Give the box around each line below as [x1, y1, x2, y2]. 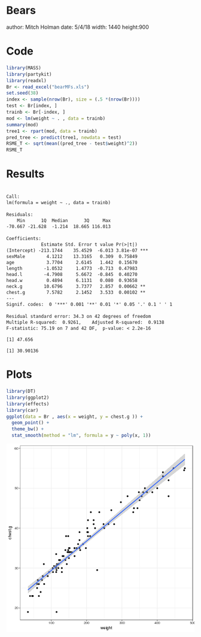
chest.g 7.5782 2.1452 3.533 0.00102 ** [6, 290, 146, 296]
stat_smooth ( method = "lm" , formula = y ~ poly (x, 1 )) [11, 432, 151, 439]
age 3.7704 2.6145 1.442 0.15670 [6, 260, 138, 266]
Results [6, 167, 45, 181]
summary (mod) [6, 122, 39, 128]
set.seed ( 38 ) [6, 90, 39, 96]
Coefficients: [6, 236, 42, 242]
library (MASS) [6, 65, 42, 71]
